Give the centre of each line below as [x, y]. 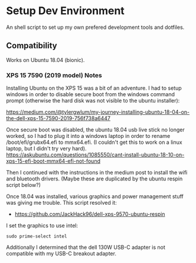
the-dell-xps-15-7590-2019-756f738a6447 [58, 119]
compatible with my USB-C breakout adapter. [61, 254]
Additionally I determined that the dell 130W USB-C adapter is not [86, 247]
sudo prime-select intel [37, 236]
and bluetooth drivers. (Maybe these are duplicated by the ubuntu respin [94, 179]
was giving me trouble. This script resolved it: [61, 203]
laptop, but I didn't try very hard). [46, 149]
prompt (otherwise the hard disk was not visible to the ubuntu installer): [93, 101]
